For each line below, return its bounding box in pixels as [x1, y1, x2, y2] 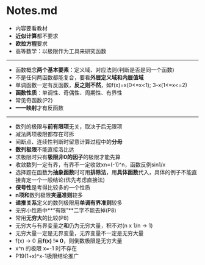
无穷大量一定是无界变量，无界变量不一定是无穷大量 [15, 229, 144, 236]
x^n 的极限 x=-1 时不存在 [15, 244, 77, 252]
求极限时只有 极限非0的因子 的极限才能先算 [15, 153, 121, 160]
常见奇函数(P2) [15, 96, 53, 104]
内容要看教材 [15, 24, 48, 32]
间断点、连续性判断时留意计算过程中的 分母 [15, 138, 123, 145]
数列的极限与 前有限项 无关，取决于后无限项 [15, 122, 123, 130]
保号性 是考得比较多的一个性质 [15, 183, 90, 191]
